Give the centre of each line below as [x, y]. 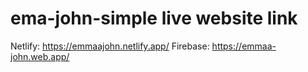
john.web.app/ [40, 56]
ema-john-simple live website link [154, 18]
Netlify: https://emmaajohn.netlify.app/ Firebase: [110, 46]
